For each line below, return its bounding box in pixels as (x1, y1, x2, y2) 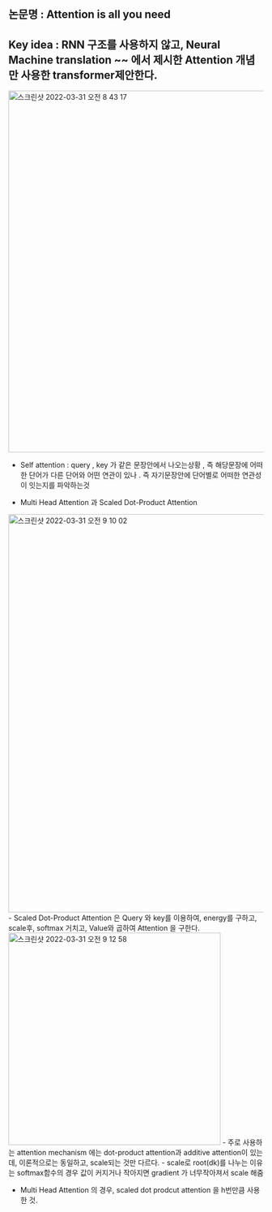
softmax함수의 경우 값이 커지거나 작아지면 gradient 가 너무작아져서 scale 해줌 (16, 1168, 264, 1178)
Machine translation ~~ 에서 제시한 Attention (8, 53, 233, 66)
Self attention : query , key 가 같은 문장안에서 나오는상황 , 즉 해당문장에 (19, 460, 249, 470)
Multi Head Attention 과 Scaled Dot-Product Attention (19, 498, 198, 507)
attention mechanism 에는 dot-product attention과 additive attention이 (16, 1148, 249, 1158)
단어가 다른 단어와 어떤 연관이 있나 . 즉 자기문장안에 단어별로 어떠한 (28, 470, 240, 480)
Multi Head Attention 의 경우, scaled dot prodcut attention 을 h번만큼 (19, 1185, 245, 1195)
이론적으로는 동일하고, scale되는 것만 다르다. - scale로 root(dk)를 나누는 (19, 1158, 249, 1167)
